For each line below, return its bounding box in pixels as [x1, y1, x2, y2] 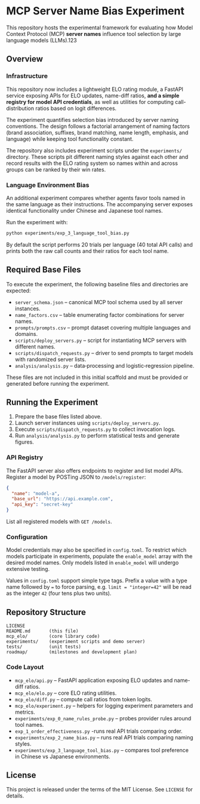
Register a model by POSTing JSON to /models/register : [6, 473, 146, 481]
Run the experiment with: [6, 218, 68, 225]
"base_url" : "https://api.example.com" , [11, 496, 113, 502]
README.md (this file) [6, 628, 79, 634]
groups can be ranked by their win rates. [6, 166, 106, 173]
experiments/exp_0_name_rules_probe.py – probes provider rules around [14, 714, 192, 722]
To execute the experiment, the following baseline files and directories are [6, 280, 189, 288]
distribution [6, 105, 35, 112]
